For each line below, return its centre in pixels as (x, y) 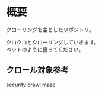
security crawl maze (31, 85)
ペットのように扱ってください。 (45, 49)
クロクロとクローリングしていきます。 (53, 42)
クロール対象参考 (37, 70)
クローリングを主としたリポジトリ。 (50, 30)
